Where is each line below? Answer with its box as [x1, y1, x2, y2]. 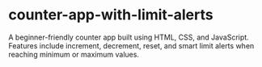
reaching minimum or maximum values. [8, 49, 140, 59]
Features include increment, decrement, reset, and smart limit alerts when [8, 40, 255, 50]
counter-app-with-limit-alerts [8, 6, 213, 24]
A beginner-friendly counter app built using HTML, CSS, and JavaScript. [8, 32, 249, 42]
